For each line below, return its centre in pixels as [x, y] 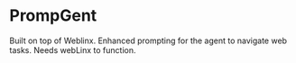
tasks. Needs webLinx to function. [73, 49]
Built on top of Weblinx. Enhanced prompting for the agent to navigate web [148, 40]
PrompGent [53, 16]
